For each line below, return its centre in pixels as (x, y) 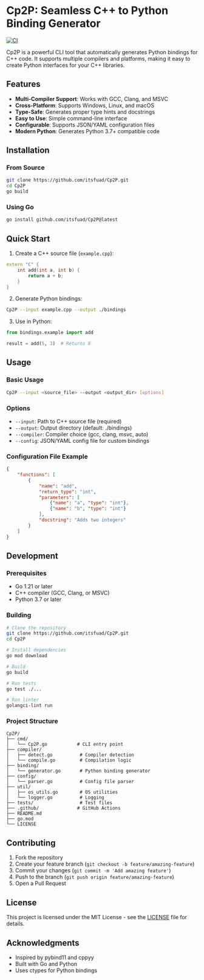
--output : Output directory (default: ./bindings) (73, 428)
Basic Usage (25, 380)
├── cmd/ (17, 739)
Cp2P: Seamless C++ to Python (87, 11)
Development (32, 556)
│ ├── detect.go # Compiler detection (70, 755)
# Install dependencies (36, 650)
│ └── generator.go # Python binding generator (78, 771)
